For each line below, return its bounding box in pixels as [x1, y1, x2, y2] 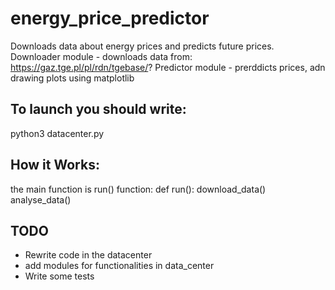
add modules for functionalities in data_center [24, 260, 215, 272]
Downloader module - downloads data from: [10, 50, 193, 62]
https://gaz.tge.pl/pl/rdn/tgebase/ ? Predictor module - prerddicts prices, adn [10, 61, 326, 73]
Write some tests [24, 270, 95, 282]
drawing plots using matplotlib [10, 72, 135, 84]
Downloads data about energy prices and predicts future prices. [10, 40, 275, 52]
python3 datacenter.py [10, 127, 105, 139]
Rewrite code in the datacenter [24, 249, 153, 261]
